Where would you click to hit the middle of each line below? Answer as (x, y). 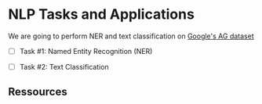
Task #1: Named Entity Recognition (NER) (86, 51)
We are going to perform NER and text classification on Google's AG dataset (131, 36)
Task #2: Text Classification (64, 67)
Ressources (38, 92)
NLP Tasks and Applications (101, 14)
